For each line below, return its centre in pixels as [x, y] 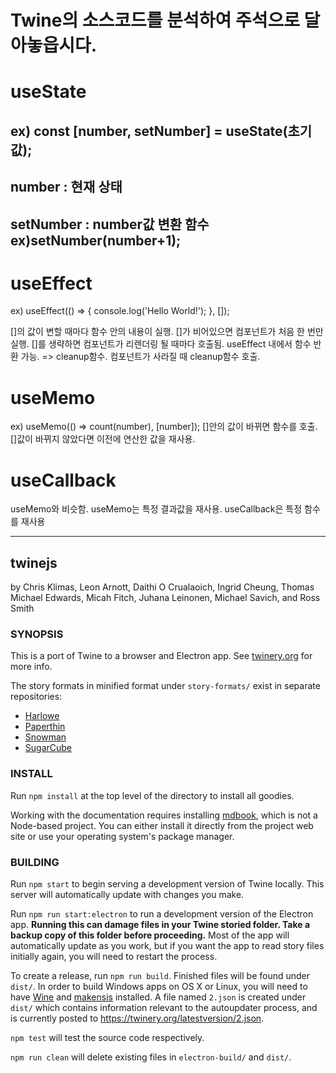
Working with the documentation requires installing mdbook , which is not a [164, 815]
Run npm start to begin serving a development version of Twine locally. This [167, 884]
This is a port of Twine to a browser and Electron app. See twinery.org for [161, 656]
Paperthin [45, 727]
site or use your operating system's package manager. [122, 836]
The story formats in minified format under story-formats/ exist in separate [165, 686]
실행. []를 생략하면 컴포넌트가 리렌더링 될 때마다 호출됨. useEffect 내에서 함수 [161, 344]
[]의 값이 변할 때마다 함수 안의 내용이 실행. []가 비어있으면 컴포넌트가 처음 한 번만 [167, 332]
